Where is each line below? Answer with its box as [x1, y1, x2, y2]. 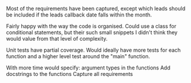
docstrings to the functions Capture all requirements [6, 71, 133, 77]
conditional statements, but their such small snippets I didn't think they [6, 29, 178, 36]
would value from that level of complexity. [6, 35, 108, 42]
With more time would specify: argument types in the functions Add [6, 64, 171, 71]
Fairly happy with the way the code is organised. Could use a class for [6, 23, 177, 29]
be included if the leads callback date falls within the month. [6, 11, 152, 18]
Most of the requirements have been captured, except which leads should [6, 5, 186, 12]
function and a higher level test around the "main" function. [6, 53, 150, 59]
